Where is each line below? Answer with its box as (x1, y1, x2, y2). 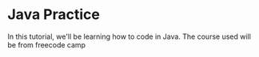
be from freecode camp (7, 40, 86, 49)
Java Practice (7, 6, 101, 24)
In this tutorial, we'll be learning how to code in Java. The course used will (7, 32, 251, 41)
